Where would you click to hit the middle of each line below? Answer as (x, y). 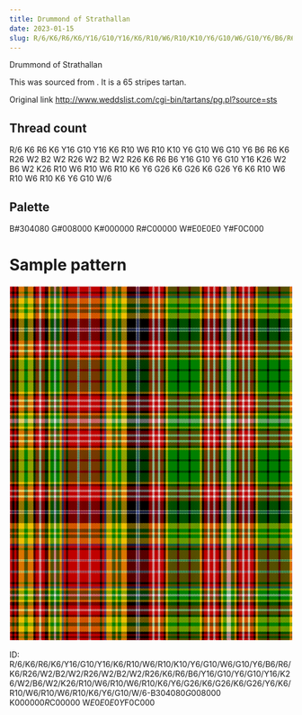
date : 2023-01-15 (42, 28)
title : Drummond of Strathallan (70, 19)
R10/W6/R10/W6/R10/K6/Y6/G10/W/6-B (83, 693)
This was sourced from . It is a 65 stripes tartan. (98, 82)
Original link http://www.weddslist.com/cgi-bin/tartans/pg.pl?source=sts (143, 100)
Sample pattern (68, 265)
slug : (19, 38)
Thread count (48, 128)
